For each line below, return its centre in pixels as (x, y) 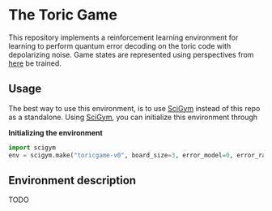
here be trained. (35, 63)
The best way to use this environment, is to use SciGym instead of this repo (134, 108)
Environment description (72, 180)
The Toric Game (63, 15)
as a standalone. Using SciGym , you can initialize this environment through (133, 117)
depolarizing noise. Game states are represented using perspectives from (131, 54)
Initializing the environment (55, 132)
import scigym (32, 148)
